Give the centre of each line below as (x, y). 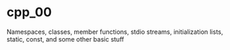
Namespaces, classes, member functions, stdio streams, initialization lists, (115, 32)
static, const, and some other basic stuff (65, 39)
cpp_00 (29, 12)
